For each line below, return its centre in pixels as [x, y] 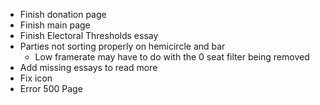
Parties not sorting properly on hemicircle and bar [122, 46]
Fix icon [36, 78]
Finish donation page [63, 14]
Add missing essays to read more [88, 67]
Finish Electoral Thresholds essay [89, 35]
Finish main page [55, 25]
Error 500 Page [51, 88]
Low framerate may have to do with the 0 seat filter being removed [172, 57]
